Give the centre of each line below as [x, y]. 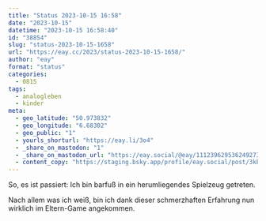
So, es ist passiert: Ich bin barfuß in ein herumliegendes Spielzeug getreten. [132, 185]
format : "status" [37, 67]
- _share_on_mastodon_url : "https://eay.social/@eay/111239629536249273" [139, 155]
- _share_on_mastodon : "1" [60, 148]
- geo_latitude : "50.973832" [63, 118]
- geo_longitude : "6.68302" [62, 125]
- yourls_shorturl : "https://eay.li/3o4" [85, 140]
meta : [17, 111]
